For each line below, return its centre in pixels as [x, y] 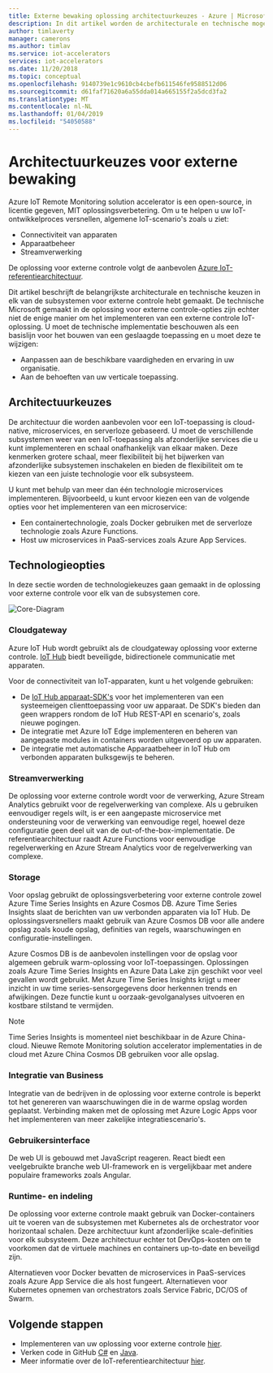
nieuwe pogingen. [50, 722]
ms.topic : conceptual [45, 76]
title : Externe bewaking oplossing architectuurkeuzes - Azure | [121, 16]
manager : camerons [39, 39]
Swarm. [22, 1299]
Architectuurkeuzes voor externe [123, 162]
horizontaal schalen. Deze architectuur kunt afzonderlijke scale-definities [131, 1231]
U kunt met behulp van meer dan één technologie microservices [116, 489]
